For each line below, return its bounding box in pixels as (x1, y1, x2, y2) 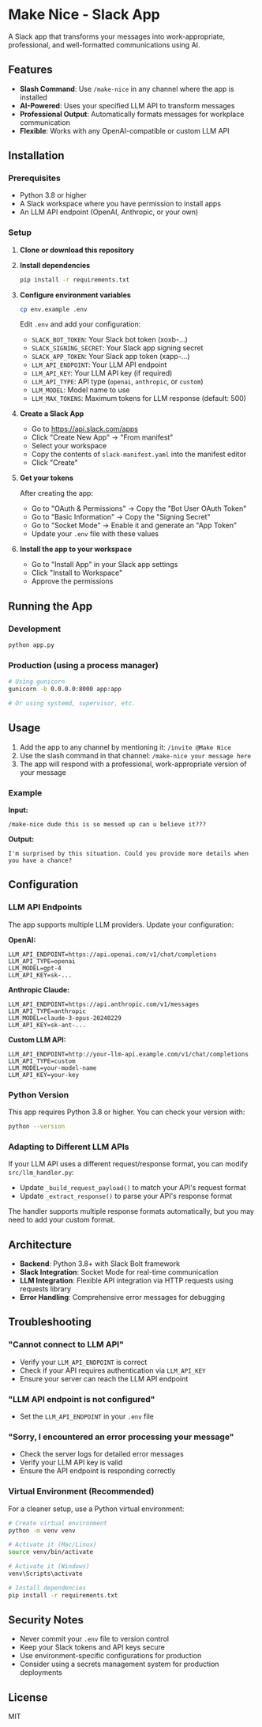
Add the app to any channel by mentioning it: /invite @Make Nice (19, 742, 231, 752)
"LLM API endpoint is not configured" (8, 1393, 155, 1404)
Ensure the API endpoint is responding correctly (19, 1466, 176, 1476)
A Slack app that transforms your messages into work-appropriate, (8, 32, 226, 41)
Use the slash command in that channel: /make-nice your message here (19, 750, 251, 760)
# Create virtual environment (8, 1519, 108, 1527)
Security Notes (8, 1613, 84, 1627)
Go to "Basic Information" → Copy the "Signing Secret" (31, 512, 211, 522)
